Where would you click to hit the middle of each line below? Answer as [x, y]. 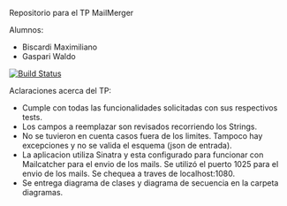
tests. [32, 117]
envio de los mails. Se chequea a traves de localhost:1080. [128, 173]
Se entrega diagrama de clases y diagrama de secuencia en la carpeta [150, 183]
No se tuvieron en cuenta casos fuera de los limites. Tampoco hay [142, 136]
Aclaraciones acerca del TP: [60, 91]
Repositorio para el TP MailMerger [72, 13]
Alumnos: [26, 30]
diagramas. [42, 192]
